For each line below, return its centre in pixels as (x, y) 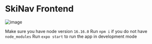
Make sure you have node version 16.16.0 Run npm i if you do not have (76, 31)
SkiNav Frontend (39, 9)
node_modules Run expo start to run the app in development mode (71, 36)
